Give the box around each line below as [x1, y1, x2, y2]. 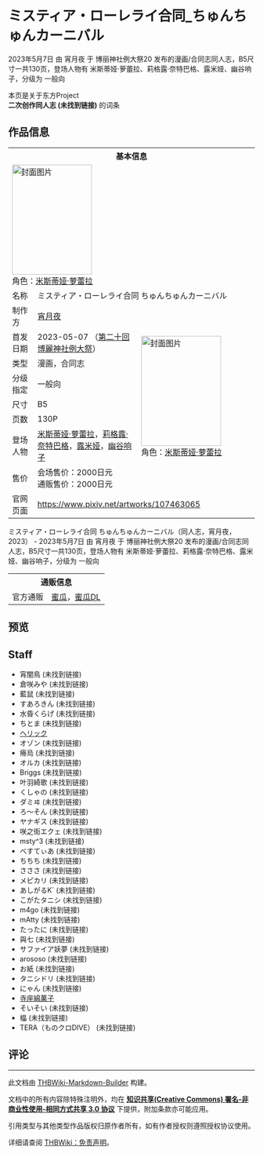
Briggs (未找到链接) [19, 767, 82, 777]
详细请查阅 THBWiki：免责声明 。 [8, 1138, 113, 1147]
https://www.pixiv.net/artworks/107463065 [37, 498, 201, 509]
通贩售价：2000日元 [37, 478, 113, 489]
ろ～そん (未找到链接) [19, 806, 88, 816]
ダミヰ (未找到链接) [19, 797, 82, 806]
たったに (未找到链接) [19, 924, 88, 934]
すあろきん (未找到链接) [19, 699, 95, 708]
